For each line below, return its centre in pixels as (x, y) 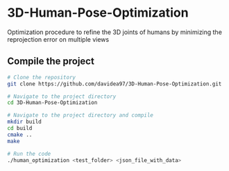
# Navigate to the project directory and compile (80, 115)
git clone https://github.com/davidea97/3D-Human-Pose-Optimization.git (114, 84)
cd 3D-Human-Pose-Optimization (52, 103)
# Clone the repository (42, 77)
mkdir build (24, 122)
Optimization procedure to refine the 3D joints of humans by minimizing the (114, 32)
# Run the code (29, 154)
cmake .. (20, 135)
